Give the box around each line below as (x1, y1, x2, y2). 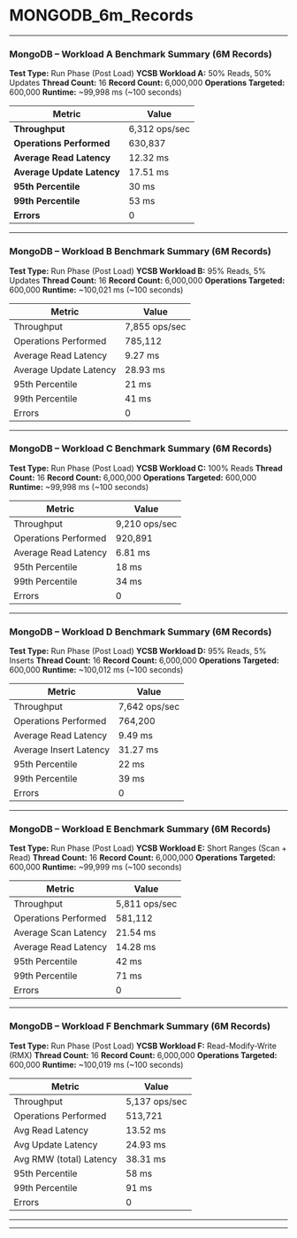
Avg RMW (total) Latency (13, 1153, 118, 1165)
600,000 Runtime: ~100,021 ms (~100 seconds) (9, 284, 184, 295)
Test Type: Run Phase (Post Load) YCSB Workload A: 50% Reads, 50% (9, 68, 272, 79)
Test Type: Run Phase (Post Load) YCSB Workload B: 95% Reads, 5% (9, 265, 267, 276)
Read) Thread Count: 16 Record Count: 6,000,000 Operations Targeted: (9, 853, 276, 863)
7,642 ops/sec (118, 701, 180, 713)
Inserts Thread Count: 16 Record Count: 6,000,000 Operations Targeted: (9, 655, 280, 666)
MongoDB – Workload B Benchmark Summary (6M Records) (9, 245, 271, 258)
